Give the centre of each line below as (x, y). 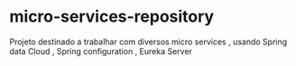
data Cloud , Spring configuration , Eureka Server (101, 51)
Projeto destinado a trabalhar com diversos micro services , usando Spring (148, 42)
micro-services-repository (112, 17)
